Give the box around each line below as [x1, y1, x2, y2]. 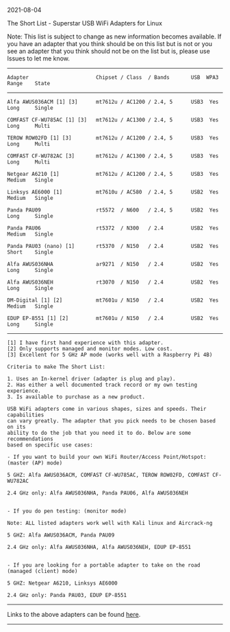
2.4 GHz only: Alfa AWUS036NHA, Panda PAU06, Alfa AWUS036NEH [7, 490, 188, 497]
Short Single [7, 249, 53, 256]
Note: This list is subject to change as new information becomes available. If [7, 32, 222, 41]
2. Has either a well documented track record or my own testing [7, 381, 197, 388]
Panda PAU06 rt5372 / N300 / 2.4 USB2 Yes [7, 225, 219, 232]
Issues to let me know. [7, 54, 71, 63]
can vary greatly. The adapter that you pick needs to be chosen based [7, 418, 216, 425]
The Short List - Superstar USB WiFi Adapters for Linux [7, 19, 163, 27]
